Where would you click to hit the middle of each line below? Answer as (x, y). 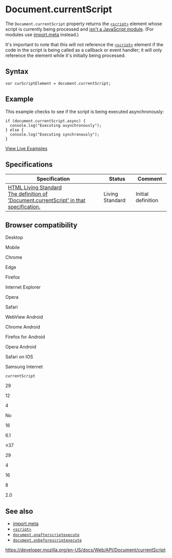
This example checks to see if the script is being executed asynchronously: (85, 111)
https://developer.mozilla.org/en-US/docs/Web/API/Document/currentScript (85, 550)
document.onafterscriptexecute (46, 535)
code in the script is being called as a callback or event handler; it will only (84, 50)
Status (117, 179)
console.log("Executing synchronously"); (55, 134)
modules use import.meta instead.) (42, 34)
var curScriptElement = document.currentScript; (58, 83)
